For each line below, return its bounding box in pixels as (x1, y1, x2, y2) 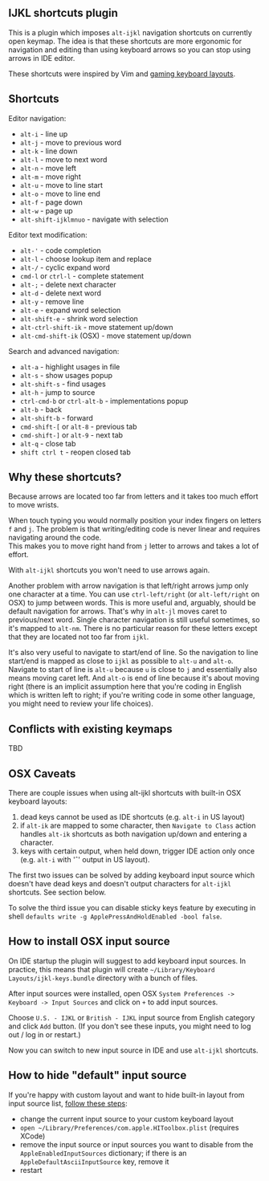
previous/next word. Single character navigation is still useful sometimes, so (8, 615, 260, 625)
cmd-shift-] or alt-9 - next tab (19, 430, 123, 440)
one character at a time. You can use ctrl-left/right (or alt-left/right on (8, 589, 260, 599)
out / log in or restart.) (8, 1029, 81, 1039)
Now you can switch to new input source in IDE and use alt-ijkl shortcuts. (8, 1045, 259, 1055)
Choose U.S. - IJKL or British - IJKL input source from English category (8, 1012, 255, 1022)
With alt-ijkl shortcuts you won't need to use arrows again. (8, 565, 210, 575)
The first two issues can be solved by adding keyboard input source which (8, 870, 255, 880)
